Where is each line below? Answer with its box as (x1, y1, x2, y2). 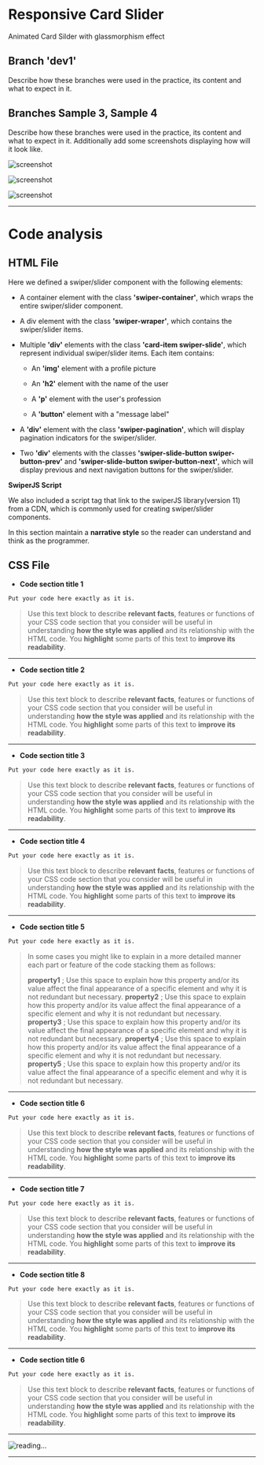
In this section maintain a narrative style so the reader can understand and (8, 527, 251, 537)
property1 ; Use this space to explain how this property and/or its (27, 975, 240, 984)
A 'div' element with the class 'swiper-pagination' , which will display (19, 424, 245, 434)
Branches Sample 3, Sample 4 (8, 106, 158, 120)
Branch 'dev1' (8, 54, 77, 68)
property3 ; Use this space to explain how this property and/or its (27, 1017, 241, 1026)
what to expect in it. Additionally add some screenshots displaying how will (8, 136, 251, 145)
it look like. (8, 144, 43, 154)
